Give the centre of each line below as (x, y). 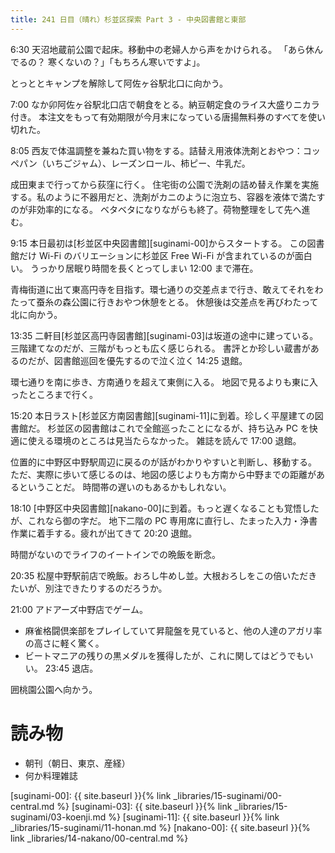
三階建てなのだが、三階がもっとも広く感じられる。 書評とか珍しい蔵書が (160, 348)
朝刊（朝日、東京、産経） (77, 763)
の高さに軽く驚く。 (64, 643)
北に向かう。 (36, 314)
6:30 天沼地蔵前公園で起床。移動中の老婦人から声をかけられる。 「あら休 (162, 49)
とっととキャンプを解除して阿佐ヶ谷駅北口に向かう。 (119, 83)
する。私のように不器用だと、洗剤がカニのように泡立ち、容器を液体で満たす (168, 197)
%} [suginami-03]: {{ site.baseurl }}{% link (144, 806)
